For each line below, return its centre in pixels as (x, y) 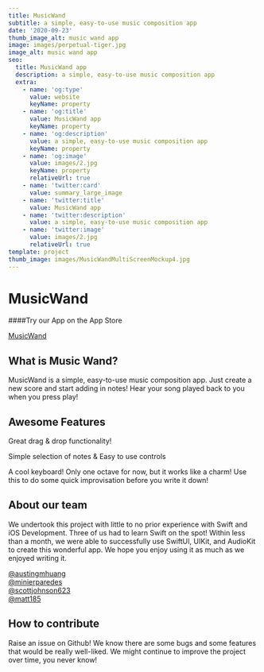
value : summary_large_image (76, 193)
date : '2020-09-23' (41, 30)
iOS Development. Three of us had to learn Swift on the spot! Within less (127, 532)
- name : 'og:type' (53, 89)
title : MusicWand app (51, 68)
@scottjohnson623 (39, 590)
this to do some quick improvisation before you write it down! (109, 481)
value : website (54, 97)
